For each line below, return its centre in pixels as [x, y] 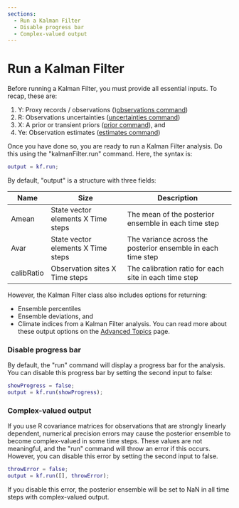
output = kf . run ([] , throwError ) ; [59, 476]
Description [177, 198]
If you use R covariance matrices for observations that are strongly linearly [117, 426]
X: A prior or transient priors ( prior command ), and [91, 125]
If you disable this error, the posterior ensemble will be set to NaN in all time [118, 490]
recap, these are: [32, 96]
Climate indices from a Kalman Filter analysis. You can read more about [122, 324]
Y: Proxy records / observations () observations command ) [103, 110]
